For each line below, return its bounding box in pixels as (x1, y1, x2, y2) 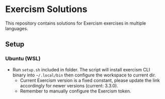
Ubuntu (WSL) (5, 55, 41, 62)
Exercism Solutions (5, 4, 88, 15)
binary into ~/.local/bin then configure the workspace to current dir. (12, 72, 156, 78)
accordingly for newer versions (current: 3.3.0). (20, 82, 118, 88)
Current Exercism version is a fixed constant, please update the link (20, 77, 160, 83)
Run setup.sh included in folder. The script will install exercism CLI (12, 66, 150, 72)
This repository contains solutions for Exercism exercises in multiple (5, 20, 146, 26)
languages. (5, 25, 29, 31)
